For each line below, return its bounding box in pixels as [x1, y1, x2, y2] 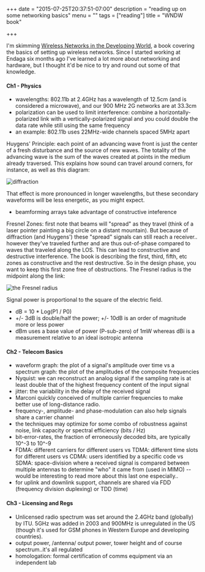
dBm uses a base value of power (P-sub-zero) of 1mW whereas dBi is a [15, 327, 195, 335]
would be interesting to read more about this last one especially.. [15, 472, 179, 480]
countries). [15, 533, 43, 540]
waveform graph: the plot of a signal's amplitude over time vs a [15, 362, 175, 369]
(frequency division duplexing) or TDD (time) [15, 486, 129, 493]
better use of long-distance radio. [15, 401, 101, 408]
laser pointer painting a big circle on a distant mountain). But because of [6, 227, 188, 234]
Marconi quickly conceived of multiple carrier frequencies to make [15, 394, 184, 402]
